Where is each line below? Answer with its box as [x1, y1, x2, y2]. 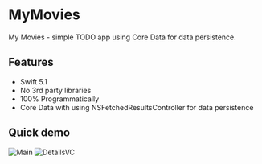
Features [8, 55, 54, 69]
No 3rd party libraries [19, 85, 92, 95]
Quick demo [8, 126, 71, 140]
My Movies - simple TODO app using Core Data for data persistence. [8, 32, 237, 42]
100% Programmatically [19, 94, 100, 104]
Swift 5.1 [19, 76, 48, 86]
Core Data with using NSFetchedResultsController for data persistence [19, 102, 254, 112]
